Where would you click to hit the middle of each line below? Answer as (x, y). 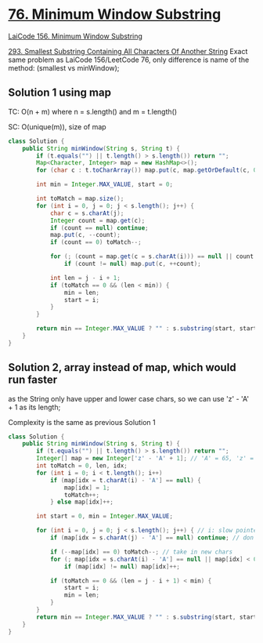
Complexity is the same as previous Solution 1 (82, 422)
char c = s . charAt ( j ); (87, 213)
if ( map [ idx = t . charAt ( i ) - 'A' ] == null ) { (126, 480)
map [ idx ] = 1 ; (87, 488)
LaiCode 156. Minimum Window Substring (76, 36)
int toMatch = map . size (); (80, 198)
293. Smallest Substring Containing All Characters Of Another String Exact (128, 51)
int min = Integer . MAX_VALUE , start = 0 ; (105, 185)
